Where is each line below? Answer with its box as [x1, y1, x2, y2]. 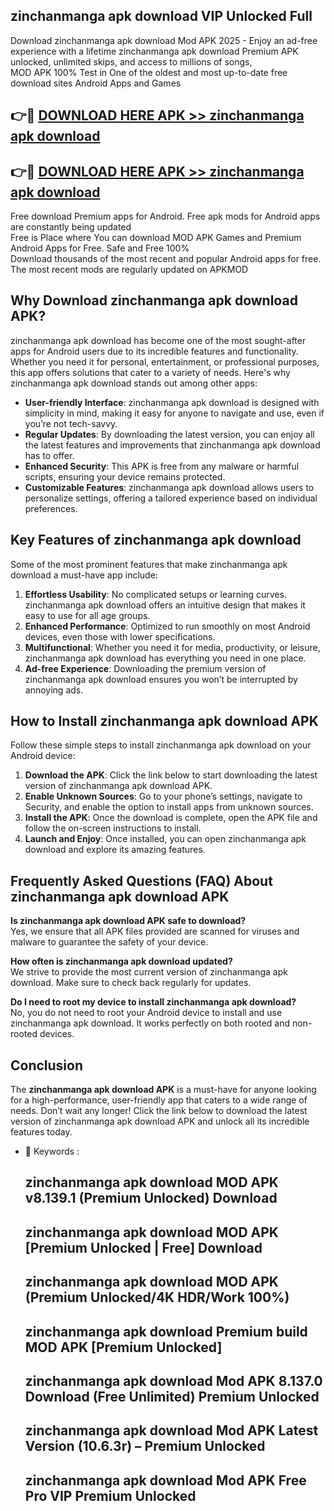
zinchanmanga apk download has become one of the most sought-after [10, 334, 307, 346]
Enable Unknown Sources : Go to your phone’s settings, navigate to [24, 790, 303, 803]
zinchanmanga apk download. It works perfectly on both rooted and [10, 1017, 291, 1029]
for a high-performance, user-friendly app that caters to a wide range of [10, 1094, 308, 1106]
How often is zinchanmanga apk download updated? [10, 955, 233, 968]
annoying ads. [24, 684, 84, 696]
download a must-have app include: [10, 569, 158, 581]
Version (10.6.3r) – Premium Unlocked [24, 1438, 266, 1455]
